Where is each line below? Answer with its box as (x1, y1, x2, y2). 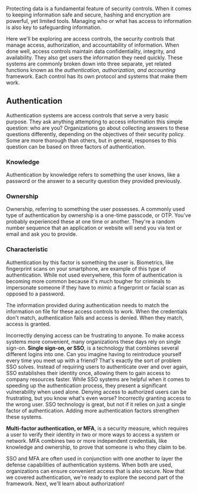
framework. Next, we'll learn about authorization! (6, 480, 125, 487)
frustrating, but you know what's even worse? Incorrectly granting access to (6, 395, 191, 402)
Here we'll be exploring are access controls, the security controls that (6, 35, 175, 42)
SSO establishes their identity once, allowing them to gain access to (6, 369, 171, 376)
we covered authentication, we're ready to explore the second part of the (6, 474, 183, 481)
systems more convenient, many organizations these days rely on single (6, 338, 181, 345)
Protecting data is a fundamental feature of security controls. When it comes (6, 5, 192, 12)
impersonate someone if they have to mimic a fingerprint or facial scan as (6, 284, 185, 291)
